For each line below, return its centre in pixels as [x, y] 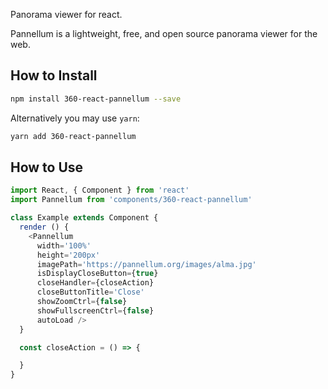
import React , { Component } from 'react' [100, 190]
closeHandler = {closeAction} [95, 283]
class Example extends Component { [84, 218]
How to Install [54, 75]
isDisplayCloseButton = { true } [97, 274]
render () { [44, 227]
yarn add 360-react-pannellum [73, 136]
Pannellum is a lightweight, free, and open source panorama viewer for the [164, 33]
